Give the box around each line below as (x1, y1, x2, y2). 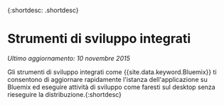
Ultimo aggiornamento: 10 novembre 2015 (7, 54, 130, 62)
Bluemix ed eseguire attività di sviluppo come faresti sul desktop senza (7, 83, 215, 91)
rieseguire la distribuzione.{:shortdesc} (7, 90, 122, 98)
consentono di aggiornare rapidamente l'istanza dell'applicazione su (7, 75, 208, 83)
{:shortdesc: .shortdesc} (7, 6, 80, 14)
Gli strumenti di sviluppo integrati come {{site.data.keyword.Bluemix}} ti (7, 67, 217, 76)
